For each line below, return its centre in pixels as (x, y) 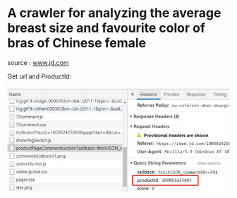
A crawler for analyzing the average (114, 13)
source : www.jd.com (38, 62)
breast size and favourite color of (107, 28)
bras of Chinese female (77, 43)
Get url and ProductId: (39, 76)
